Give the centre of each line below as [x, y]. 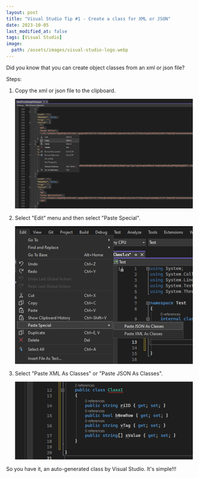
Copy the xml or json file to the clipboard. [65, 90]
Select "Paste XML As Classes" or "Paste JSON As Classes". [89, 374]
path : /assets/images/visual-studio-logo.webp [70, 50]
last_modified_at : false [37, 31]
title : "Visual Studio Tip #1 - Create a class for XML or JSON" [88, 19]
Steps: [14, 79]
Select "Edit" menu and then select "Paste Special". [78, 218]
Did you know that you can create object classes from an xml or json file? [96, 68]
